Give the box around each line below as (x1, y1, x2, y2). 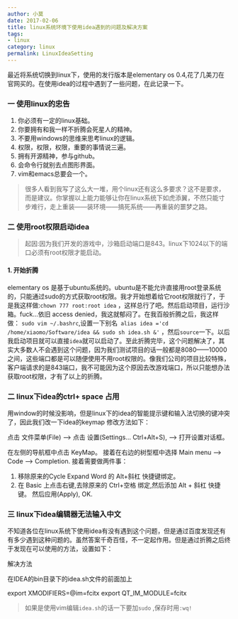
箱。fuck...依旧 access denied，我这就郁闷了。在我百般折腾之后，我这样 (7, 310, 220, 318)
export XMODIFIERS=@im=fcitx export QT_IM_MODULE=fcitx (7, 589, 187, 598)
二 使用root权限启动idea (7, 222, 90, 232)
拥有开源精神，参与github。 (17, 152, 99, 161)
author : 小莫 (7, 10, 44, 18)
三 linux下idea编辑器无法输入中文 (7, 509, 122, 519)
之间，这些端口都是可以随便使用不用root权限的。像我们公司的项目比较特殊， (7, 354, 230, 362)
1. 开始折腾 (7, 266, 39, 274)
